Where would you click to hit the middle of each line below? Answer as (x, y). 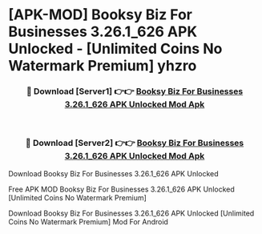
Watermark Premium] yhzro (103, 66)
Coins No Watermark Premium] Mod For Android (88, 221)
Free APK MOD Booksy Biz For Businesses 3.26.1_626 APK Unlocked (121, 189)
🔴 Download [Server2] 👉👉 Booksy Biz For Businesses (135, 143)
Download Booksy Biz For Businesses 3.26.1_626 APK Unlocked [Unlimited (131, 213)
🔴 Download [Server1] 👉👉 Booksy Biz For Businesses (135, 91)
